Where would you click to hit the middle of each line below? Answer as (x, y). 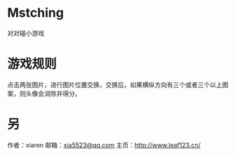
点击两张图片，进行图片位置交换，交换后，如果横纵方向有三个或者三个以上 (115, 85)
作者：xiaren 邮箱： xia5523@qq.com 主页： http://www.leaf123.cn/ (104, 145)
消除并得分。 (62, 93)
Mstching (36, 13)
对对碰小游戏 (26, 33)
